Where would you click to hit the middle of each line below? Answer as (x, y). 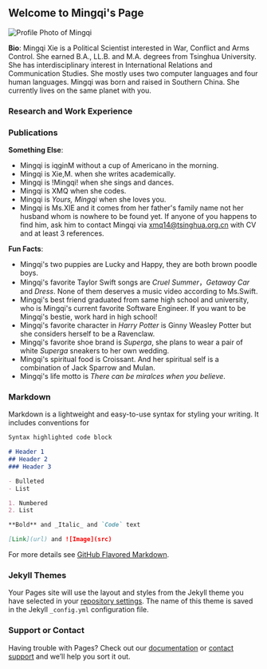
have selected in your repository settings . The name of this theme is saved (131, 601)
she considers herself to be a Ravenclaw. (87, 334)
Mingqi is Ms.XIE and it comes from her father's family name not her (132, 208)
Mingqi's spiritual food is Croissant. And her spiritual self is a (119, 360)
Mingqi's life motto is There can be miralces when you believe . (122, 376)
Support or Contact (47, 631)
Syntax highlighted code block (60, 438)
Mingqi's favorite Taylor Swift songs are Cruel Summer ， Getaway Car (135, 282)
